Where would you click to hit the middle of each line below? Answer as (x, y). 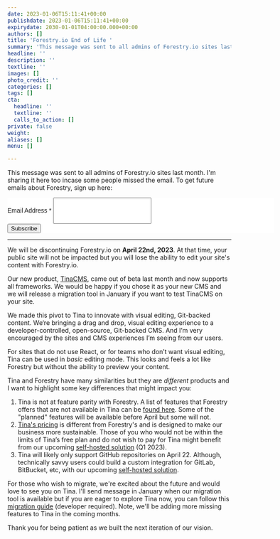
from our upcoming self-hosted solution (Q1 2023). (92, 447)
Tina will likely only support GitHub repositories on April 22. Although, (119, 455)
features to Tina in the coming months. (64, 514)
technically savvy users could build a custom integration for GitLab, (116, 462)
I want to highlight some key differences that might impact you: (99, 388)
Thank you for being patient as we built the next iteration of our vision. (110, 528)
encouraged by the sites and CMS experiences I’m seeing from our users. (115, 338)
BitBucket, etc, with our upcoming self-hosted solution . (98, 470)
